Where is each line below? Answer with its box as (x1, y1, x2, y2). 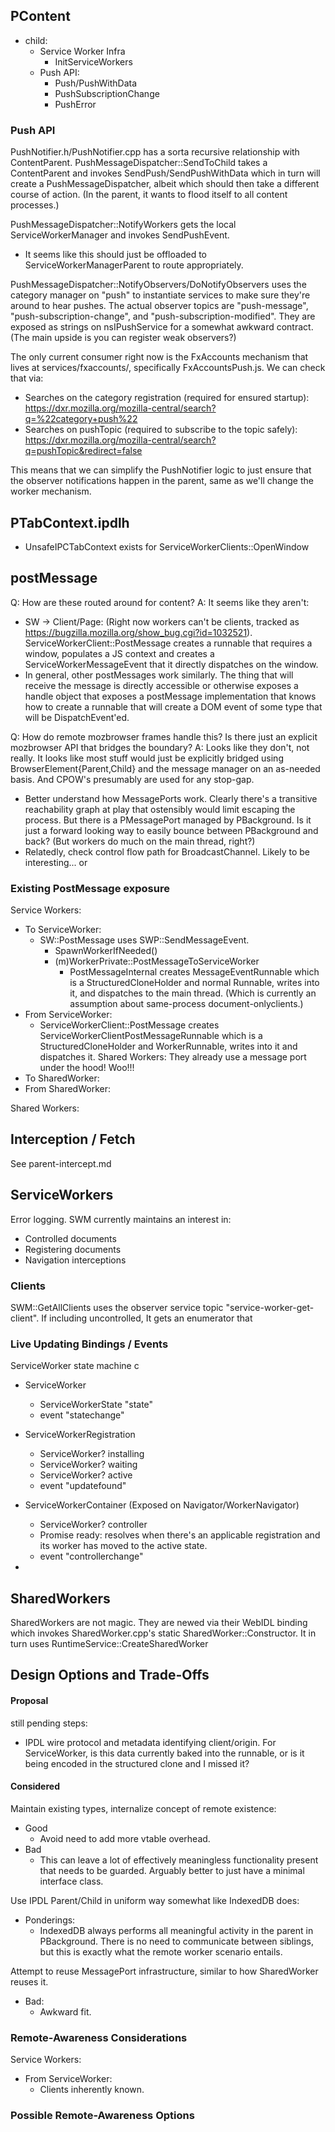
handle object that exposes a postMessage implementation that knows (24, 690, 317, 702)
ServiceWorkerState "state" (39, 1399, 154, 1411)
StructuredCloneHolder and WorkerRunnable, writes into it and (39, 1040, 298, 1053)
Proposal (10, 1695, 49, 1707)
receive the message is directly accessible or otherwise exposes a (24, 679, 299, 691)
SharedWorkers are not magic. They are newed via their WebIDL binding (10, 1617, 308, 1629)
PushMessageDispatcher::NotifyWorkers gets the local (10, 219, 237, 231)
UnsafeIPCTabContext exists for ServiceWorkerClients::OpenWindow (24, 540, 310, 553)
